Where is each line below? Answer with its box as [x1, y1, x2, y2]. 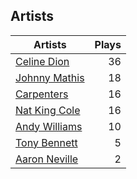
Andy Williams [15, 119, 83, 133]
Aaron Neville [15, 152, 79, 166]
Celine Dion [15, 54, 70, 68]
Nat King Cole [15, 103, 81, 117]
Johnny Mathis [15, 70, 85, 84]
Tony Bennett [15, 135, 78, 149]
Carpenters [15, 87, 69, 101]
